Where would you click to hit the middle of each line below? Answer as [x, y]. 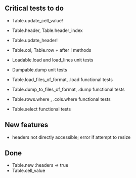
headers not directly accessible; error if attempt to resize [71, 137]
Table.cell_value [29, 171]
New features [27, 125]
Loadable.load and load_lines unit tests [53, 60]
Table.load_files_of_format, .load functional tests [62, 79]
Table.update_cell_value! [37, 20]
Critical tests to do [34, 8]
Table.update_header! [35, 40]
